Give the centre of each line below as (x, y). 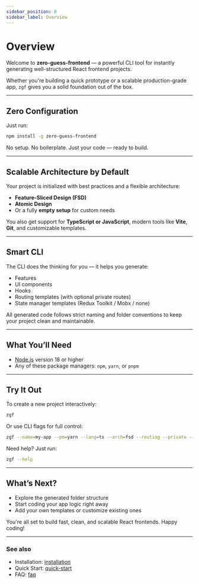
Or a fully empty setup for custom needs (65, 210)
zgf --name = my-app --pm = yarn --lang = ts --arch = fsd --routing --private (96, 437)
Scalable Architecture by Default (68, 172)
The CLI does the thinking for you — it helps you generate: (78, 266)
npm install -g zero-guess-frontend (51, 136)
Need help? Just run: (32, 449)
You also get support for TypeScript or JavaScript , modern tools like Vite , (97, 221)
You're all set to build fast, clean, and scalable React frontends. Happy (92, 522)
